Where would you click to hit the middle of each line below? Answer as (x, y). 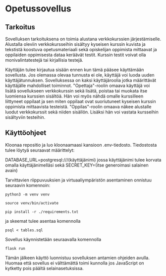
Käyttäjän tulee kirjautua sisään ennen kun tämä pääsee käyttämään (75, 70)
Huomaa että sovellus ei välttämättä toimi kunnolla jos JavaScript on (75, 263)
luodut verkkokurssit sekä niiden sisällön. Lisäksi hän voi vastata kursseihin (82, 112)
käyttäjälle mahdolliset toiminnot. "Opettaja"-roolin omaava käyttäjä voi (78, 86)
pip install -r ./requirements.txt (42, 212)
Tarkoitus (20, 27)
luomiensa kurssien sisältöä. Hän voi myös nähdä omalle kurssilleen (74, 96)
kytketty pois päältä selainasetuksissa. (45, 268)
